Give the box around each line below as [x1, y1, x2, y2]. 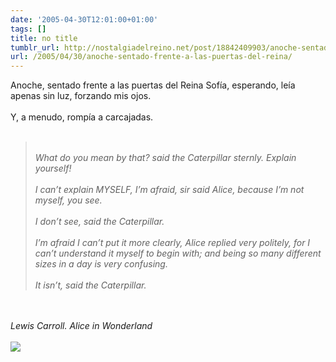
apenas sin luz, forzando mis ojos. [10, 90, 152, 102]
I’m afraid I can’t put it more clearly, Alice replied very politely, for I [34, 237, 311, 249]
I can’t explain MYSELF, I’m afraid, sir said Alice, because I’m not [34, 184, 305, 196]
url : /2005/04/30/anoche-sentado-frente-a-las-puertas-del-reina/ [10, 52, 293, 62]
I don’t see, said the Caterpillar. [34, 216, 165, 228]
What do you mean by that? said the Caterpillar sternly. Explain [34, 152, 297, 164]
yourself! [34, 162, 72, 175]
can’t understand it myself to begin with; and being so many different [34, 247, 322, 260]
